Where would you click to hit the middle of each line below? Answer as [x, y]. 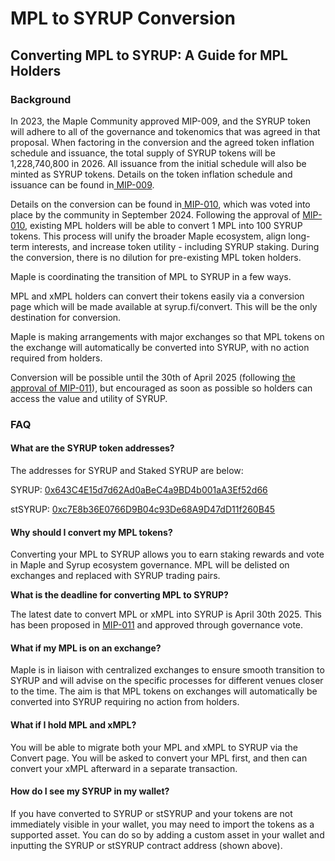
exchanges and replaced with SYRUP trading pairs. [115, 576]
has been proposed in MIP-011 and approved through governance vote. [157, 625]
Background [41, 99]
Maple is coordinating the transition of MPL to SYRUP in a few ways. [151, 276]
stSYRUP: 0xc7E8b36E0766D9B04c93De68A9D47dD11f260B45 [143, 509]
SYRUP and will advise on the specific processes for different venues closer [167, 681]
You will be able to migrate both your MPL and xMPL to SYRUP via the [154, 747]
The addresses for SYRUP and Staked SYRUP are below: [127, 470]
